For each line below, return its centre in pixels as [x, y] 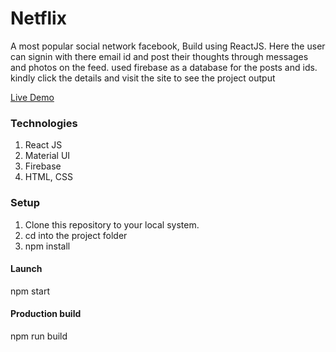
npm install [47, 246]
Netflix [38, 18]
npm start [30, 291]
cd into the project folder [76, 235]
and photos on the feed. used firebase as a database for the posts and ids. [164, 67]
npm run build [39, 336]
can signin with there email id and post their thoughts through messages [159, 56]
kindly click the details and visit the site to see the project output [143, 78]
